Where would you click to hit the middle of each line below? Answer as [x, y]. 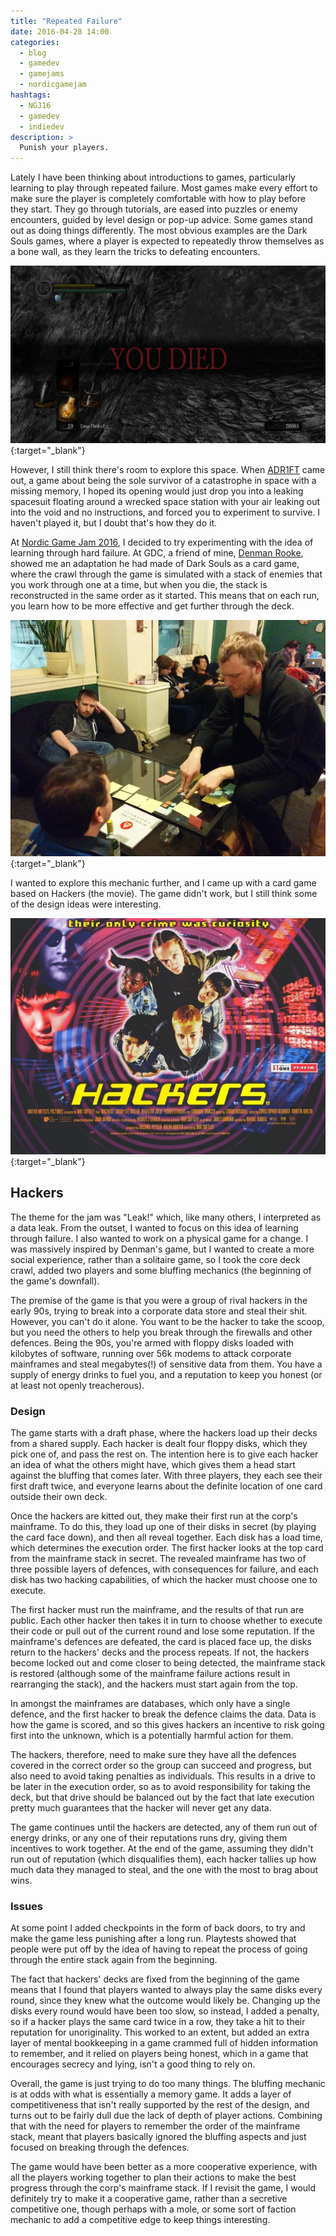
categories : [35, 42]
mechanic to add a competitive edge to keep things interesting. [140, 2220]
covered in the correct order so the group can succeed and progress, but [161, 1766]
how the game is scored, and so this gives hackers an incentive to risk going [167, 1725]
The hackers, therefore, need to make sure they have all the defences [153, 1755]
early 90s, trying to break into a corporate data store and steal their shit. [159, 1311]
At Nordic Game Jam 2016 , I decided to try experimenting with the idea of [162, 542]
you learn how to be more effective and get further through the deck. [152, 606]
